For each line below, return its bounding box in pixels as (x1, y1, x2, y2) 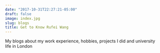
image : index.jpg (5, 16, 40, 21)
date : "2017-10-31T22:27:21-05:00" (5, 7, 78, 12)
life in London (5, 43, 33, 49)
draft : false (5, 12, 32, 16)
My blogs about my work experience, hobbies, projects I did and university (5, 38, 155, 44)
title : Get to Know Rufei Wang (5, 25, 69, 30)
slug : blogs (5, 20, 29, 26)
